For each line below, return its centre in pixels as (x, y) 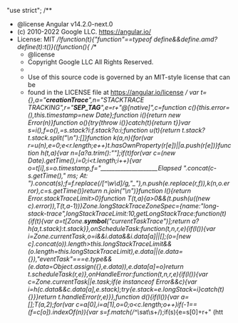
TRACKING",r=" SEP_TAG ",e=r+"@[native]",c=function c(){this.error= (129, 107)
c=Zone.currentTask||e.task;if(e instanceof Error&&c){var (112, 282)
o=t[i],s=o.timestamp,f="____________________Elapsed (105, 168)
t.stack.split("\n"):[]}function (69, 138)
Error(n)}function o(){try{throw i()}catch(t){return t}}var (109, 123)
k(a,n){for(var (133, 138)
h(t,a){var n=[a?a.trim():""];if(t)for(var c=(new (108, 153)
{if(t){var (41, 221)
